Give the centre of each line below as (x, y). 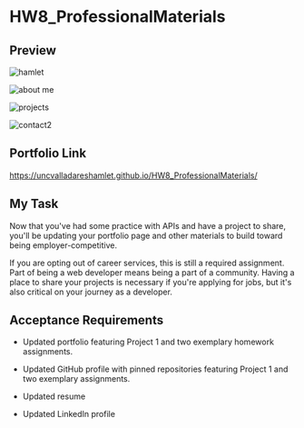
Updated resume (54, 396)
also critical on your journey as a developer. (91, 292)
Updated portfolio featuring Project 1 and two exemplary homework (148, 342)
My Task (34, 204)
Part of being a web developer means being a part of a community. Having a (152, 272)
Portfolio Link (48, 153)
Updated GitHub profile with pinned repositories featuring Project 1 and (155, 369)
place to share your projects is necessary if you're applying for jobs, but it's (151, 282)
